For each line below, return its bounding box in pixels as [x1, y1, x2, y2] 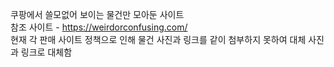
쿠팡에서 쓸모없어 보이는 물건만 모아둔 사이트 [10, 9, 185, 20]
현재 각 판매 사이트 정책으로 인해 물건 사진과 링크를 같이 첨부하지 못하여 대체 [10, 34, 307, 45]
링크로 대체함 [20, 46, 73, 58]
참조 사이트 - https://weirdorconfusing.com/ [10, 21, 188, 33]
